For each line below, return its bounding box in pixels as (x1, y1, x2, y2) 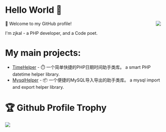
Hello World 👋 (5, 4, 62, 16)
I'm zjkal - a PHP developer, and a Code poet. (5, 30, 98, 36)
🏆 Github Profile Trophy (5, 103, 107, 113)
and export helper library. (12, 84, 64, 90)
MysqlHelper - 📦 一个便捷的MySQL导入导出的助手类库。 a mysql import (12, 77, 161, 83)
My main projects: (5, 48, 81, 58)
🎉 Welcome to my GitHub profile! (5, 21, 72, 26)
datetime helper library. (12, 71, 60, 77)
